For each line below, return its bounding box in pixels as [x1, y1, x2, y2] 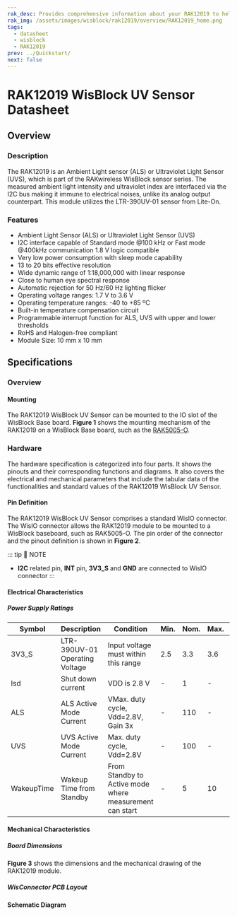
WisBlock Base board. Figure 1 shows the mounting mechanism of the [7, 418, 211, 427]
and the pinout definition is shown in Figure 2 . [7, 536, 141, 545]
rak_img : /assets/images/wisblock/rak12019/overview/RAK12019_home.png [7, 17, 222, 24]
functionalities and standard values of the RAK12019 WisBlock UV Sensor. [7, 482, 221, 491]
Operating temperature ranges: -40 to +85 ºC [17, 298, 150, 307]
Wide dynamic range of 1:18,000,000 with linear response [17, 268, 186, 276]
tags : [7, 23, 23, 30]
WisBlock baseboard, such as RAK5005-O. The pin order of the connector [7, 529, 224, 537]
